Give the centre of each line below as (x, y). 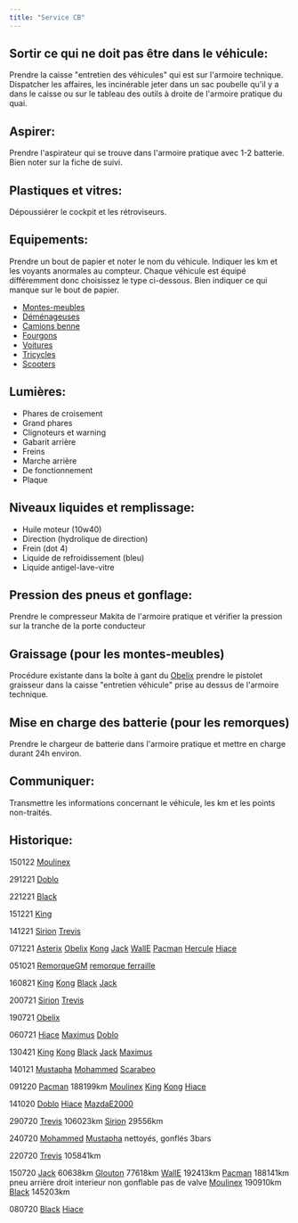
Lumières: (38, 392)
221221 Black (33, 896)
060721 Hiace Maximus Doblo (64, 1034)
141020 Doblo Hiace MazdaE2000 (71, 1104)
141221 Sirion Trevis (45, 931)
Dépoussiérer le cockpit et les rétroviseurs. (88, 212)
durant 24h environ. (45, 753)
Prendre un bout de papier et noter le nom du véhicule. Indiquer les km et (144, 261)
